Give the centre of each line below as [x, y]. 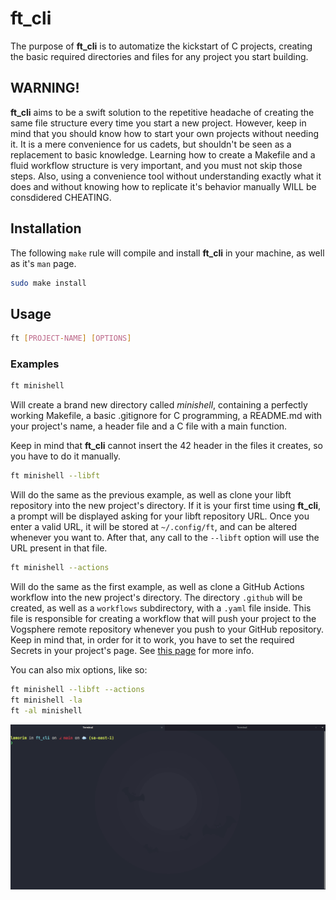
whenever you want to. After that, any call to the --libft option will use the [165, 538]
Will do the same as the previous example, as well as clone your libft [151, 495]
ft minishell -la [46, 700]
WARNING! [45, 88]
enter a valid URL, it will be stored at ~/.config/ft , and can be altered [154, 527]
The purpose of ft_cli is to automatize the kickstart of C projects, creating [161, 46]
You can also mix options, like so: [79, 670]
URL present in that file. [59, 548]
